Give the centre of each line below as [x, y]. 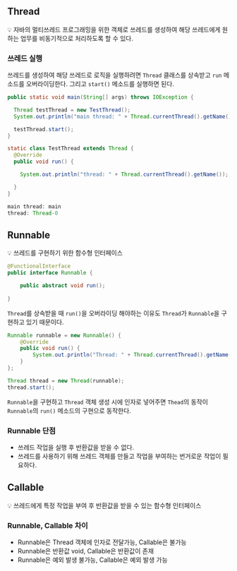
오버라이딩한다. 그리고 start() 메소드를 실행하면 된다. [100, 84]
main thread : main [34, 206]
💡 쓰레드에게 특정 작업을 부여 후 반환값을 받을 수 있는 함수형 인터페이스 [104, 505]
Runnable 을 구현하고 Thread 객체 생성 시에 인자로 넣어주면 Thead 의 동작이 [108, 402]
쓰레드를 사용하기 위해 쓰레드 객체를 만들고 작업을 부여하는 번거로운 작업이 [119, 456]
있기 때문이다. [45, 322]
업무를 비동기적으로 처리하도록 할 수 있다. [77, 38]
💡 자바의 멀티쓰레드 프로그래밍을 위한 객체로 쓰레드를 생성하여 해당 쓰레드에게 [114, 29]
